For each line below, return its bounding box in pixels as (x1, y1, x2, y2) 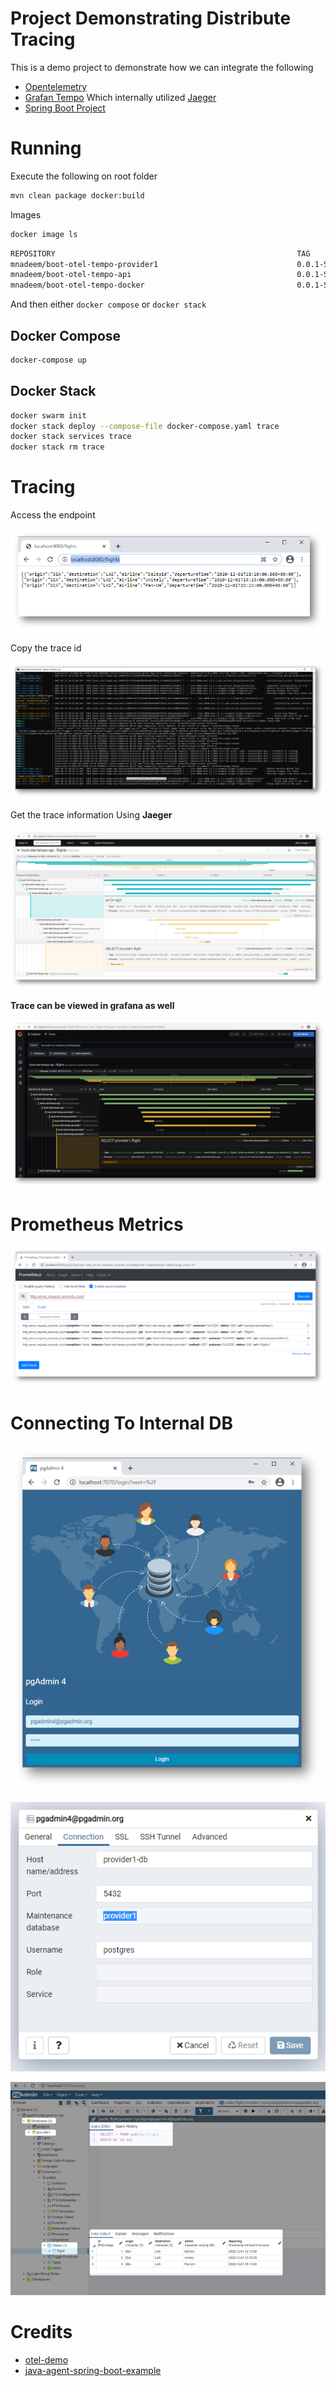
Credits (10, 2320, 73, 2343)
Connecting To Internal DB (10, 1412, 234, 1435)
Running (10, 137, 82, 160)
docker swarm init (10, 410, 87, 421)
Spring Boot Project (24, 102, 106, 114)
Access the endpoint (10, 509, 96, 521)
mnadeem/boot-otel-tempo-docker (10, 280, 145, 291)
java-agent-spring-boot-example (24, 2364, 162, 2376)
